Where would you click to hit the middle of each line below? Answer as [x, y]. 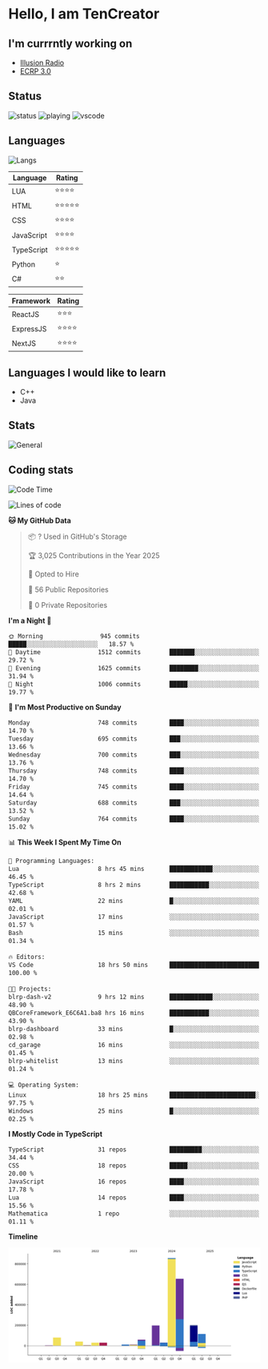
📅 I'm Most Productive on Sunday [65, 707]
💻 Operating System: [44, 1085]
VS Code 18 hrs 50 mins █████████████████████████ [134, 965]
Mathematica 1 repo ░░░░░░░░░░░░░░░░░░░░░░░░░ [134, 1214]
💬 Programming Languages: [51, 861]
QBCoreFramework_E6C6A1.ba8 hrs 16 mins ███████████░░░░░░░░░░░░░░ [134, 1013]
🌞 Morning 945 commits [74, 636]
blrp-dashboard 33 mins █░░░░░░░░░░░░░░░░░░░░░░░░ [134, 1029]
